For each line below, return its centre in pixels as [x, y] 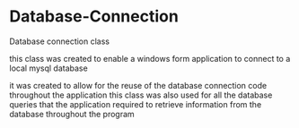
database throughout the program [72, 114]
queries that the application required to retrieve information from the [136, 104]
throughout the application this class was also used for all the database [141, 95]
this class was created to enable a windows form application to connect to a [150, 58]
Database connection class [60, 41]
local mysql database [48, 68]
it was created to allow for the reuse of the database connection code [138, 85]
